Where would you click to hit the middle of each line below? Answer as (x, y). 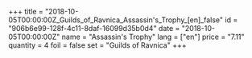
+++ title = (26, 12)
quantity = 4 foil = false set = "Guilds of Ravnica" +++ (97, 45)
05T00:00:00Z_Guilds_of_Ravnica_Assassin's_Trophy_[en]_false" (116, 20)
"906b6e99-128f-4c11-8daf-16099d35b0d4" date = (94, 28)
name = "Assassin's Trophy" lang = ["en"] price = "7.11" (153, 37)
